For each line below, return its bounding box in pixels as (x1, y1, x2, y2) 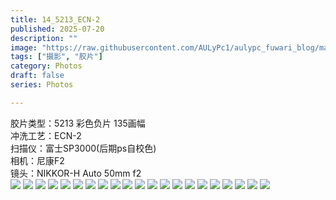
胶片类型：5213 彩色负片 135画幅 (10, 117, 146, 129)
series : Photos (10, 80, 74, 90)
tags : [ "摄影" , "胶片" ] (10, 52, 103, 62)
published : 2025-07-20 (10, 24, 105, 34)
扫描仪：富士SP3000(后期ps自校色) (10, 142, 157, 154)
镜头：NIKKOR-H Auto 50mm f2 (10, 167, 142, 179)
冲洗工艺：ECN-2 (10, 129, 82, 141)
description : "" (10, 33, 78, 43)
